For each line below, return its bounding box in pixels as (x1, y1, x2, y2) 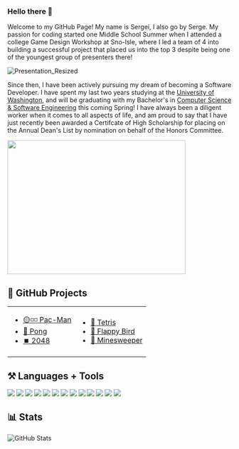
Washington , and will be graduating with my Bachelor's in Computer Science (7, 96, 232, 104)
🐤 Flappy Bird (90, 326, 135, 336)
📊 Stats (7, 411, 43, 423)
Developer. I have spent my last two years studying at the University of (7, 89, 215, 97)
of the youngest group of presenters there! (7, 53, 133, 61)
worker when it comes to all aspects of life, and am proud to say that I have (7, 111, 228, 120)
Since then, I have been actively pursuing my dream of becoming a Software (7, 81, 232, 89)
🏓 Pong (23, 326, 48, 336)
